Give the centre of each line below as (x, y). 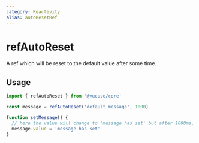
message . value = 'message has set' (56, 129)
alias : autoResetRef (32, 17)
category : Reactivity (33, 12)
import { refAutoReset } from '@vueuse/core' (64, 96)
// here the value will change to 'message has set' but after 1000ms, (103, 123)
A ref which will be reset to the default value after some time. (82, 63)
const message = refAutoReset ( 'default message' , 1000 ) (77, 107)
